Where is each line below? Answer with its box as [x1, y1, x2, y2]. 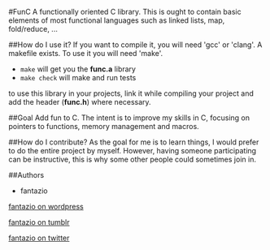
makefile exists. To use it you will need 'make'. [8, 49, 163, 58]
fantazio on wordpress [8, 202, 84, 211]
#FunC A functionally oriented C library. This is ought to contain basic [8, 7, 242, 16]
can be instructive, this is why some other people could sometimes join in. [8, 154, 256, 164]
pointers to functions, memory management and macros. [8, 122, 199, 131]
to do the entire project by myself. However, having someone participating [8, 146, 257, 155]
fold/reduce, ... [8, 24, 59, 33]
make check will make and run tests [20, 73, 137, 82]
